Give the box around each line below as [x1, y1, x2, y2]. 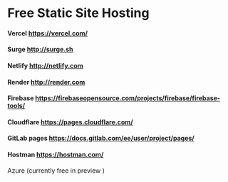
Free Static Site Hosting [7, 5, 150, 21]
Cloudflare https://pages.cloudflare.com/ [7, 117, 133, 126]
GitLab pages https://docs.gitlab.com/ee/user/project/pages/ [7, 134, 195, 143]
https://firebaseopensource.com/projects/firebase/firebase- [35, 94, 221, 102]
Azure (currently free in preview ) [7, 166, 105, 175]
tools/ [7, 102, 26, 110]
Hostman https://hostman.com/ [7, 150, 104, 159]
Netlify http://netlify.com [7, 61, 83, 70]
